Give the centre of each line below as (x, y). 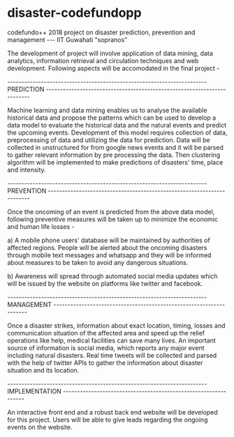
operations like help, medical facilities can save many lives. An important (112, 340)
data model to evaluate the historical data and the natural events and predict (117, 125)
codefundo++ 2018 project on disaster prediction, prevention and (101, 32)
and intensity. (27, 169)
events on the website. (40, 427)
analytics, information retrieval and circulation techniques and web (103, 60)
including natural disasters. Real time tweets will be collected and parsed (112, 355)
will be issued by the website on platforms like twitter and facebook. (105, 283)
